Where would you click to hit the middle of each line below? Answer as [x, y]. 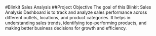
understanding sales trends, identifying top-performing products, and [76, 23]
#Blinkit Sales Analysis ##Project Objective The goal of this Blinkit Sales [78, 7]
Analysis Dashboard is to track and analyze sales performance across [76, 12]
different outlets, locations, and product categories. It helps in [68, 18]
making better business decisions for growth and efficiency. [66, 28]
